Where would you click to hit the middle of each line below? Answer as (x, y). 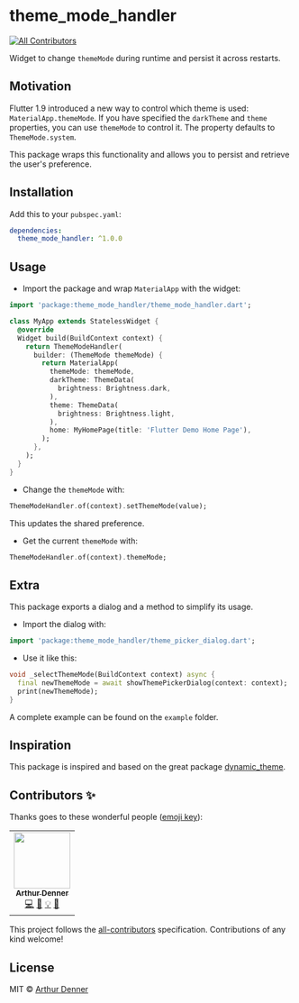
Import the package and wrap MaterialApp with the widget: (131, 288)
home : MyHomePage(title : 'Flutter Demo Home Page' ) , (150, 430)
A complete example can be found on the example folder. (114, 716)
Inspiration (41, 745)
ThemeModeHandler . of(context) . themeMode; (88, 557)
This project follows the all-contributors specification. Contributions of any (148, 930)
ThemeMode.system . (43, 137)
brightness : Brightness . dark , (114, 388)
